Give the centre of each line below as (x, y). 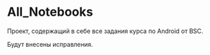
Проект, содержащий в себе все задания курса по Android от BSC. (105, 31)
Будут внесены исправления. (50, 44)
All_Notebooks (50, 12)
